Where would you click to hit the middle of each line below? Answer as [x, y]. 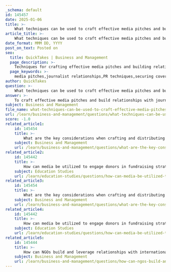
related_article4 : [25, 209]
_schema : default [24, 10]
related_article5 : [25, 238]
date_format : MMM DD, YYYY [34, 43]
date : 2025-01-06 [24, 19]
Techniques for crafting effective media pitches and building [83, 67]
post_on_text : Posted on [32, 48]
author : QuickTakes [26, 81]
